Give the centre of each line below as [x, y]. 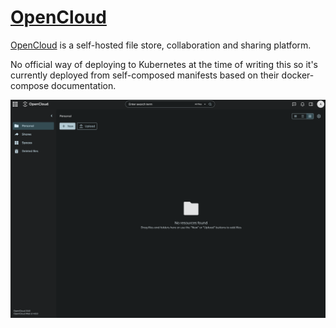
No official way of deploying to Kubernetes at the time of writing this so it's [164, 64]
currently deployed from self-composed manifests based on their [145, 75]
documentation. [84, 85]
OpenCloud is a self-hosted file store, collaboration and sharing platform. [161, 45]
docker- [298, 75]
